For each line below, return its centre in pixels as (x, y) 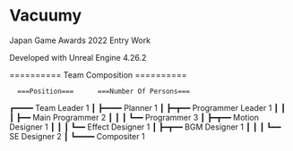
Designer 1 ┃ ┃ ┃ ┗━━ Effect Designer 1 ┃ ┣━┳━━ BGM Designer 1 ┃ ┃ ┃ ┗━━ (145, 127)
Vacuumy (46, 16)
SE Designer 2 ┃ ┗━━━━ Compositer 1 (77, 136)
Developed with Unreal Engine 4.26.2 (78, 57)
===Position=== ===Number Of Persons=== (104, 91)
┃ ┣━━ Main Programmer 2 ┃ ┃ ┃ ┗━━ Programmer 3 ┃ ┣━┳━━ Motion (134, 117)
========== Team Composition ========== (98, 75)
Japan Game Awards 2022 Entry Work (80, 40)
